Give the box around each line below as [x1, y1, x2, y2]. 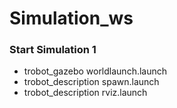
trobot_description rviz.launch [23, 87, 148, 99]
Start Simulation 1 [9, 43, 97, 57]
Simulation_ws [9, 7, 134, 30]
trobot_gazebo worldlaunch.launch [23, 65, 168, 77]
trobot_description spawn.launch [23, 76, 160, 88]
